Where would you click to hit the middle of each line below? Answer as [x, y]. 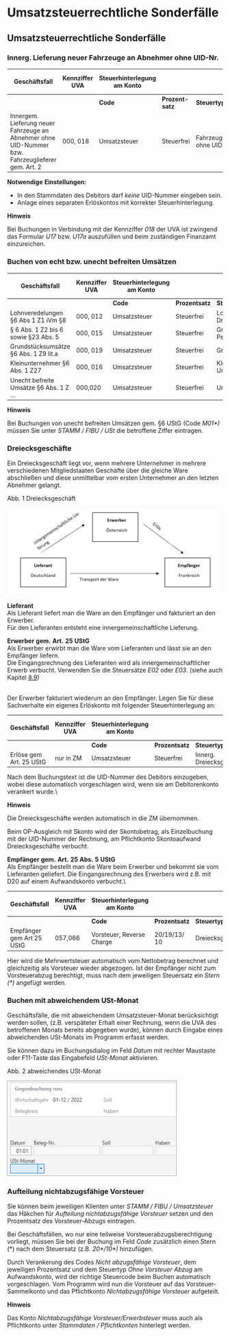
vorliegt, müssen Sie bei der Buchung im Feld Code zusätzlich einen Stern [112, 1242]
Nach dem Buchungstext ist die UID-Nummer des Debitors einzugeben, [108, 777]
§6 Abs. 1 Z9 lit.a [34, 354]
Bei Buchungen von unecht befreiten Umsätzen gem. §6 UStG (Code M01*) [114, 423]
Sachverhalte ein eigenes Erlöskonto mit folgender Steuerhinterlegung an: [111, 705]
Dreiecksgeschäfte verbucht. [48, 846]
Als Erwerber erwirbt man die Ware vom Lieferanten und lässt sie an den [109, 648]
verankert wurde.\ [33, 792]
